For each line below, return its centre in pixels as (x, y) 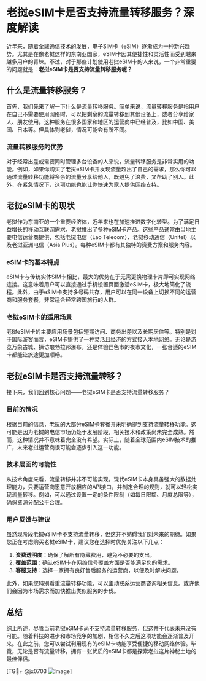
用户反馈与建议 (29, 519)
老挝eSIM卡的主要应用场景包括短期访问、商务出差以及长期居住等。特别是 (99, 332)
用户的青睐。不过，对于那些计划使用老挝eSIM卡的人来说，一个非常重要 (107, 61)
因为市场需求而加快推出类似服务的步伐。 (68, 591)
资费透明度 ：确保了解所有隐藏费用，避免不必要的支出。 (85, 555)
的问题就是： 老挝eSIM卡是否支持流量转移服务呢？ (70, 69)
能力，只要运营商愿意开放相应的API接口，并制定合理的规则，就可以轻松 (102, 487)
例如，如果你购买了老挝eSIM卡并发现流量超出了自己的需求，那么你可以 (107, 169)
